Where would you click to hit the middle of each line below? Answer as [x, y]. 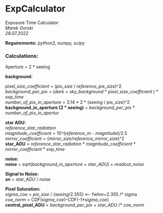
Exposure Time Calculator [32, 23]
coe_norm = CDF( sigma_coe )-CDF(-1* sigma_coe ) [57, 200]
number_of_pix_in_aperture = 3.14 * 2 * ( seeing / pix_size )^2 [67, 102]
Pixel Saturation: [23, 189]
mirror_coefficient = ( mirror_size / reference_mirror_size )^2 [65, 139]
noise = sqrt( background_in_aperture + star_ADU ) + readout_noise [75, 164]
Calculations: [22, 56]
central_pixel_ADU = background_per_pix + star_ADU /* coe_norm [75, 205]
